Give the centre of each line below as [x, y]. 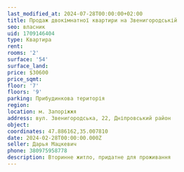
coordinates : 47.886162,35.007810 [58, 131]
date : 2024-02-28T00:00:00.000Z [54, 138]
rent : [15, 46]
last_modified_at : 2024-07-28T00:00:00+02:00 [75, 14]
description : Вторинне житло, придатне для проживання [89, 158]
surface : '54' [28, 60]
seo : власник [26, 27]
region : [19, 105]
